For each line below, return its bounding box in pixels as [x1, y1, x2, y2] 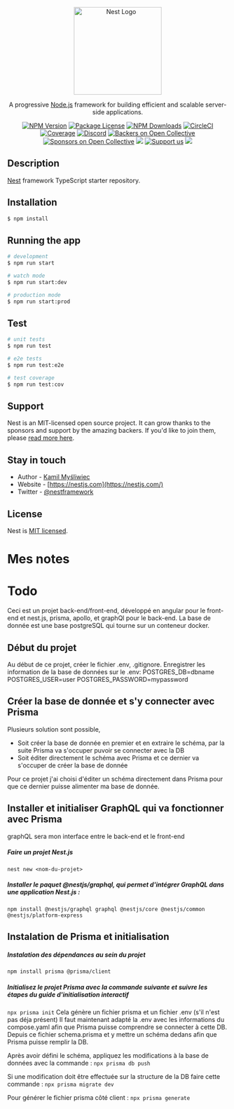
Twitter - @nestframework [17, 488, 94, 496]
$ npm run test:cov [7, 381, 64, 388]
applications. [106, 108, 144, 116]
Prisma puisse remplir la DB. [7, 1037, 89, 1046]
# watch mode [7, 272, 46, 280]
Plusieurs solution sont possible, [7, 725, 101, 733]
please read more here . [7, 433, 75, 442]
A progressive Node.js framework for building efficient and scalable [8, 100, 205, 109]
